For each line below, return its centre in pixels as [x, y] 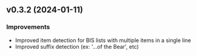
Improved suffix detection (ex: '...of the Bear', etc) [77, 46]
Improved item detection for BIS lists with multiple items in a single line [103, 40]
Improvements [28, 27]
